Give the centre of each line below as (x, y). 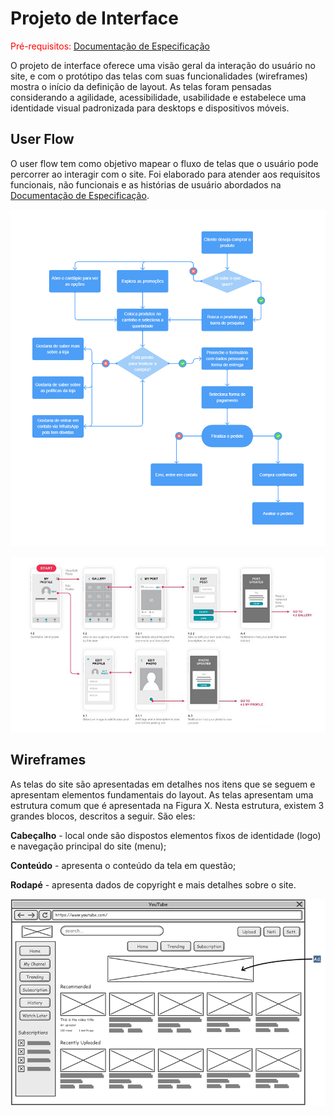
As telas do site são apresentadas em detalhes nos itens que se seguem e (163, 784)
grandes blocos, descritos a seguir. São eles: (103, 816)
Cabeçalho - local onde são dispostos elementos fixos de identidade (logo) (166, 835)
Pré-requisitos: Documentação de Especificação (110, 46)
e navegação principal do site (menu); (88, 846)
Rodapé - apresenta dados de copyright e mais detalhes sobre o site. (153, 884)
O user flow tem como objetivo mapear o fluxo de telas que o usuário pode (164, 163)
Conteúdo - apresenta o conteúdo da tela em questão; (123, 865)
